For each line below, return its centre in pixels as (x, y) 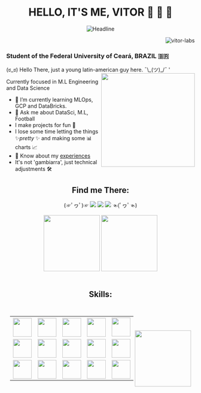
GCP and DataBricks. (41, 106)
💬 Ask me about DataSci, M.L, (51, 113)
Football (25, 119)
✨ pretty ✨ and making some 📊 (53, 138)
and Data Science (28, 88)
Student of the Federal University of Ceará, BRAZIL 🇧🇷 (88, 56)
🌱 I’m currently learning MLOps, (54, 100)
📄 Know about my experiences (53, 156)
